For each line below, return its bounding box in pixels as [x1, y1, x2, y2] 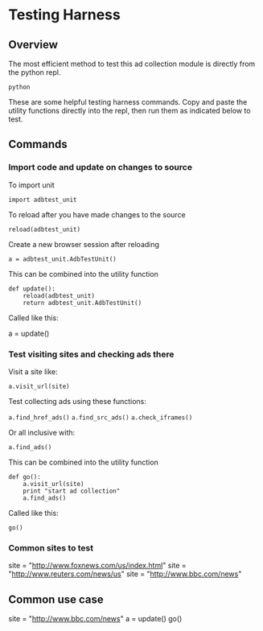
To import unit [8, 179, 55, 190]
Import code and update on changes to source [8, 162, 193, 173]
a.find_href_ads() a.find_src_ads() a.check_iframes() [8, 413, 193, 422]
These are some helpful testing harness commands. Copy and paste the [8, 97, 248, 106]
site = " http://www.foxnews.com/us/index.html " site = [8, 561, 187, 571]
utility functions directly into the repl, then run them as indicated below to [8, 106, 251, 115]
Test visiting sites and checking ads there [8, 348, 175, 360]
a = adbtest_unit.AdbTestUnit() [8, 255, 117, 263]
